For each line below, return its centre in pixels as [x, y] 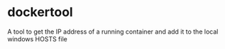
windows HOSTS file [37, 38]
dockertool [40, 12]
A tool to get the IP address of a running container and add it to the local [113, 31]
